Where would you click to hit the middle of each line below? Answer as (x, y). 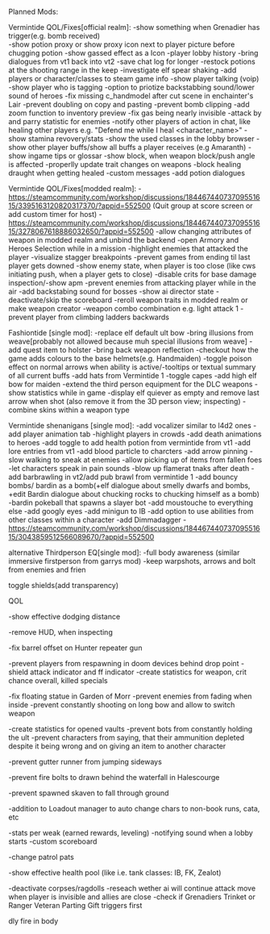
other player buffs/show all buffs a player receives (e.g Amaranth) (137, 147)
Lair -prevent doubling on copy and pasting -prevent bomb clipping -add (129, 104)
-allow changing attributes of (204, 231)
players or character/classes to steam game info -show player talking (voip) (134, 79)
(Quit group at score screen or (203, 206)
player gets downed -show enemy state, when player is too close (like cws (132, 266)
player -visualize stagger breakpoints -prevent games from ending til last (129, 257)
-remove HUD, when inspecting (60, 632)
